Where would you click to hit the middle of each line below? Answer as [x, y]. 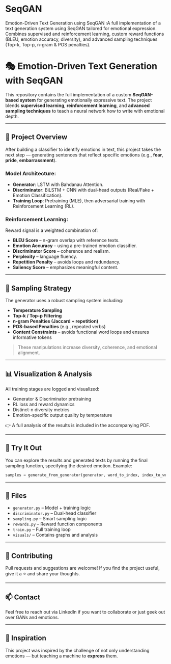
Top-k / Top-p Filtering [37, 316]
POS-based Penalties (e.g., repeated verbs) [59, 327]
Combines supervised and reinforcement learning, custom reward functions [85, 34]
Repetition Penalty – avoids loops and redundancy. [66, 262]
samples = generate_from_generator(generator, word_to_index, [73, 475]
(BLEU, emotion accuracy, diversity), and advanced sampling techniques [81, 39]
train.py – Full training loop [42, 529]
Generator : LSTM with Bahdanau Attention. [58, 184]
